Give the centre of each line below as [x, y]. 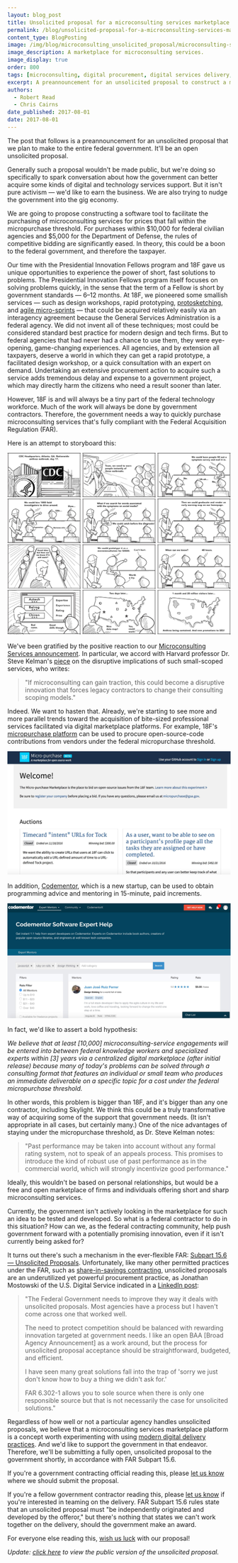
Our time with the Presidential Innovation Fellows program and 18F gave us [116, 265]
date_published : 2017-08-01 [49, 112]
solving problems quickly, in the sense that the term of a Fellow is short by [116, 287]
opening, [20, 347]
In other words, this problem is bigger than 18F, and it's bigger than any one [118, 1102]
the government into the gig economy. [63, 199]
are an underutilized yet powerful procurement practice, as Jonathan [108, 1278]
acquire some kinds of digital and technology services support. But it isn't [115, 184]
